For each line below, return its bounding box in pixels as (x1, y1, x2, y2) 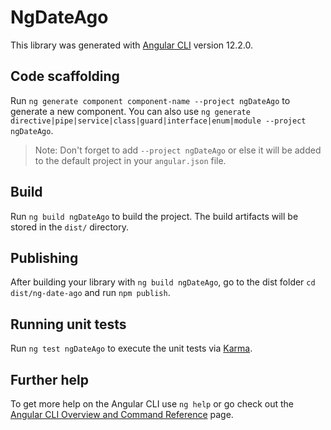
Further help (10, 371, 90, 388)
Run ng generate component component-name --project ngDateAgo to (10, 94, 291, 106)
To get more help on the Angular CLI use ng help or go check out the (10, 398, 294, 410)
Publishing (10, 249, 79, 266)
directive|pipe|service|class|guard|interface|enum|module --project (10, 116, 307, 126)
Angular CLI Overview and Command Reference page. (10, 409, 234, 420)
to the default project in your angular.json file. (34, 154, 227, 166)
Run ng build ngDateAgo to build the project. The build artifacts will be (10, 210, 299, 222)
